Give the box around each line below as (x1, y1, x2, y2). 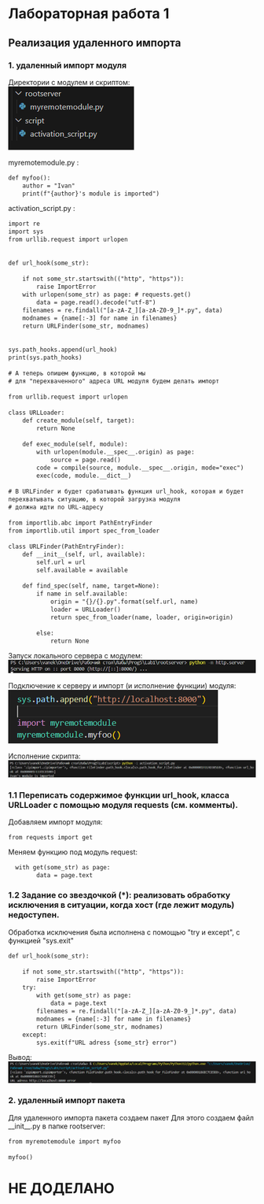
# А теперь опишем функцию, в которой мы (8, 369, 146, 377)
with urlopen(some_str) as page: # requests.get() (22, 291, 192, 298)
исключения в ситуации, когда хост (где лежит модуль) (8, 899, 235, 910)
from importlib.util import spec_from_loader (8, 527, 159, 535)
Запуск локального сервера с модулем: (8, 650, 143, 660)
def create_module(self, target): (22, 417, 135, 424)
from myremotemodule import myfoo (8, 1137, 122, 1146)
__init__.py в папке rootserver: (8, 1121, 106, 1131)
